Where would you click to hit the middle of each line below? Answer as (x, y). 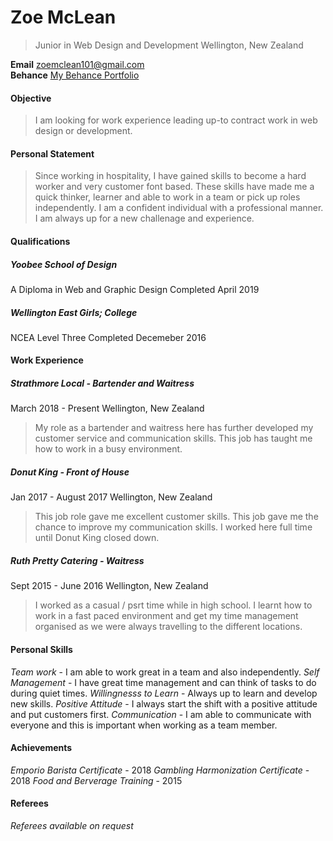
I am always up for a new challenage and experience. (144, 218)
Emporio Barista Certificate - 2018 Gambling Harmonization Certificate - (160, 770)
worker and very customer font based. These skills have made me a (174, 187)
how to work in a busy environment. (108, 449)
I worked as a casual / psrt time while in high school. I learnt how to (173, 605)
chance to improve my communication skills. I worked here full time (173, 527)
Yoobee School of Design (64, 264)
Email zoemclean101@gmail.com (77, 64)
